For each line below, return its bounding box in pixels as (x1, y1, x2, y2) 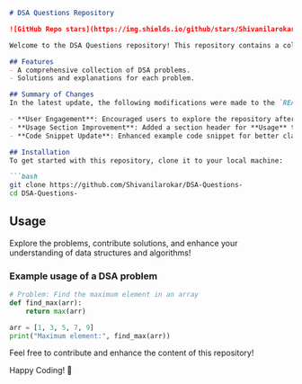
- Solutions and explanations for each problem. (9, 74, 195, 83)
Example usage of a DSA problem (9, 270, 158, 282)
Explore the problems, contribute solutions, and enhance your (9, 237, 238, 248)
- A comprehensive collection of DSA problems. (9, 66, 191, 75)
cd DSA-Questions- (9, 189, 78, 198)
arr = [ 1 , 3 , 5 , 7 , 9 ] (9, 323, 94, 332)
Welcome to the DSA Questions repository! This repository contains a (9, 40, 280, 49)
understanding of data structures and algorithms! (9, 247, 191, 258)
